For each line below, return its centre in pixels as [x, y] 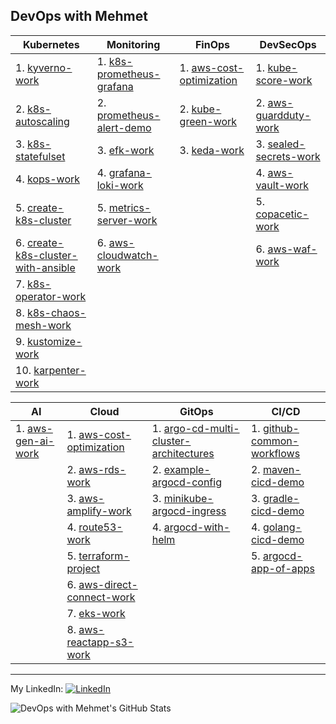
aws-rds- [102, 469]
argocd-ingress [189, 511]
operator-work [51, 296]
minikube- [188, 498]
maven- [282, 469]
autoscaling [42, 121]
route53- [100, 527]
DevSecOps [288, 44]
